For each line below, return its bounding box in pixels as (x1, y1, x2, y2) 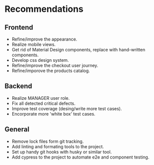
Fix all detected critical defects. (11, 100, 76, 106)
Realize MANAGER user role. (11, 95, 70, 101)
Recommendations (4, 3, 84, 15)
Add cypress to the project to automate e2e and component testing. (11, 154, 150, 160)
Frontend (4, 23, 33, 32)
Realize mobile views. (11, 41, 56, 47)
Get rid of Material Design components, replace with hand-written (11, 47, 146, 52)
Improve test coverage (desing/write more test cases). (11, 105, 123, 112)
